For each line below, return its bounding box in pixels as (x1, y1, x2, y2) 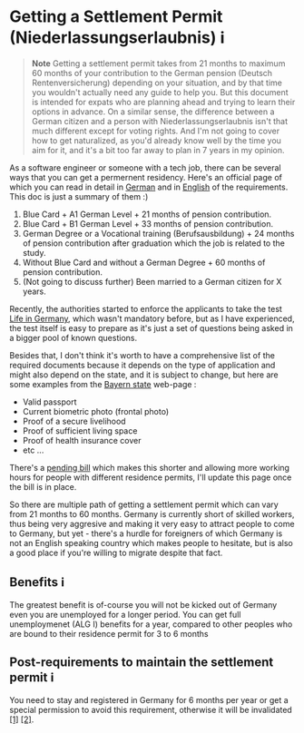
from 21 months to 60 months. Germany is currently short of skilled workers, (9, 508, 295, 519)
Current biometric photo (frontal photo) (22, 406, 170, 416)
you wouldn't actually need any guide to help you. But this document (31, 86, 289, 97)
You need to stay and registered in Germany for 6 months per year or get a (9, 694, 289, 705)
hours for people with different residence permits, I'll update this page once (9, 472, 292, 483)
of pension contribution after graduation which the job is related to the (22, 238, 286, 249)
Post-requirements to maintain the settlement (9, 655, 274, 670)
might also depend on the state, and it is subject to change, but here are (9, 369, 279, 380)
